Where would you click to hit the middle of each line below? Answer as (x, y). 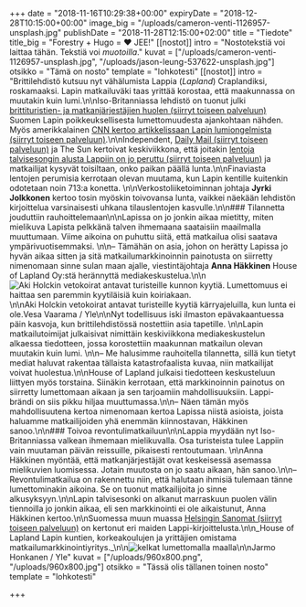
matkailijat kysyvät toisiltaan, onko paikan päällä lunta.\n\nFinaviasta (138, 169)
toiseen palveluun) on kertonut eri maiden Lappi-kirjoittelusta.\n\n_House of (152, 528)
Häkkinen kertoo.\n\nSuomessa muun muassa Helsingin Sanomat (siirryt (146, 518)
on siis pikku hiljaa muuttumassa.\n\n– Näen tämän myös (142, 402)
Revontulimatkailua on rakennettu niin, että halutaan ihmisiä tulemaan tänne (151, 479)
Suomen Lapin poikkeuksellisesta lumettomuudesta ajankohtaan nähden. (147, 120)
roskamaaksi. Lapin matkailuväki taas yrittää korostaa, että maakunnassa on (152, 91)
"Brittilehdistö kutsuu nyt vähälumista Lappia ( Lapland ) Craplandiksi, (138, 81)
